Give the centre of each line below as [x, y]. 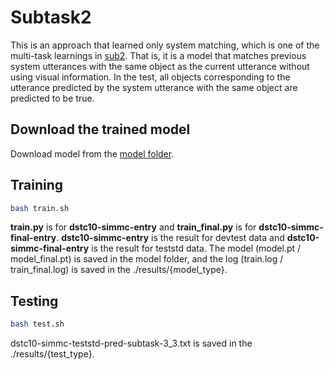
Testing [34, 301]
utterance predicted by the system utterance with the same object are [154, 87]
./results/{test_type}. [52, 354]
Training [37, 185]
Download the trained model [100, 129]
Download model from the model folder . [92, 153]
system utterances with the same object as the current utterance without [160, 66]
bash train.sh [40, 208]
